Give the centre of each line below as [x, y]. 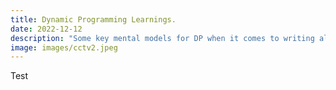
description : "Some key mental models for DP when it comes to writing [162, 38]
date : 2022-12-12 [46, 29]
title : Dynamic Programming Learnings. [93, 19]
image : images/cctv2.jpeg [64, 47]
